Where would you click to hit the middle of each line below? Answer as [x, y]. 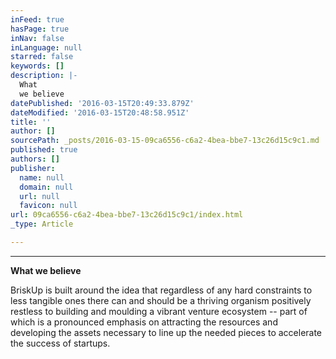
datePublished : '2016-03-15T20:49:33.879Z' [102, 103]
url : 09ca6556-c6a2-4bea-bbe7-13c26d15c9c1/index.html [127, 215]
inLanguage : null [46, 47]
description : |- [44, 76]
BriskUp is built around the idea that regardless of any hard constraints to [161, 290]
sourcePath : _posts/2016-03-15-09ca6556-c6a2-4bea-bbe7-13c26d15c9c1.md [165, 141]
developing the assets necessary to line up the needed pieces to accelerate [166, 332]
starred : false [42, 57]
